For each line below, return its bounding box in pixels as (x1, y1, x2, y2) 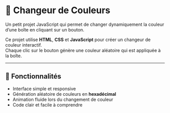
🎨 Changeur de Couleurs (5, 5, 110, 16)
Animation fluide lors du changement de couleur (12, 96, 113, 102)
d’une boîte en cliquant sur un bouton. (5, 26, 84, 32)
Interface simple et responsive (12, 86, 76, 92)
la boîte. (5, 53, 22, 59)
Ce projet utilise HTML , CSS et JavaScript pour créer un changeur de (5, 36, 151, 43)
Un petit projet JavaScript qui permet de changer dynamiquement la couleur (5, 21, 164, 27)
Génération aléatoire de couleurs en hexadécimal (12, 91, 116, 97)
